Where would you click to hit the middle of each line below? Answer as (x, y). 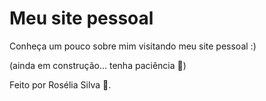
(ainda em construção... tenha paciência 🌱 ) (98, 65)
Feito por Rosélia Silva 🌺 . (60, 84)
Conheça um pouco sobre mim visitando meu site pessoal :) (133, 46)
